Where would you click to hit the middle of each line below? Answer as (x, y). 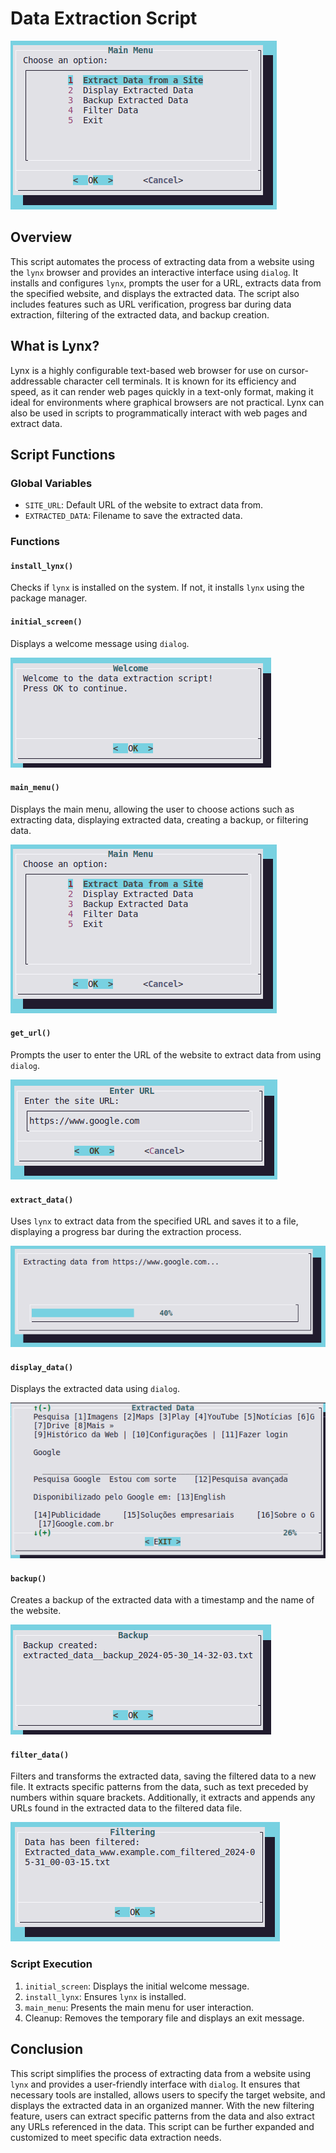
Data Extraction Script (104, 18)
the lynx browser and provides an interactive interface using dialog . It (154, 272)
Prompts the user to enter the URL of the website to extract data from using (166, 1054)
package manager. (49, 598)
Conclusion (47, 2049)
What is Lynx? (55, 346)
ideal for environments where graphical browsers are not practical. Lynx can (167, 402)
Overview (41, 237)
